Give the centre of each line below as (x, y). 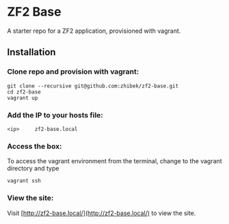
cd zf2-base (24, 92)
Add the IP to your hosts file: (55, 115)
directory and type (33, 169)
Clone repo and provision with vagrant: (73, 72)
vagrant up (23, 98)
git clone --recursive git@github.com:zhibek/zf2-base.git (93, 86)
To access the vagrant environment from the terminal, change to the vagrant (114, 161)
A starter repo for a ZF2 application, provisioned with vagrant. (94, 31)
